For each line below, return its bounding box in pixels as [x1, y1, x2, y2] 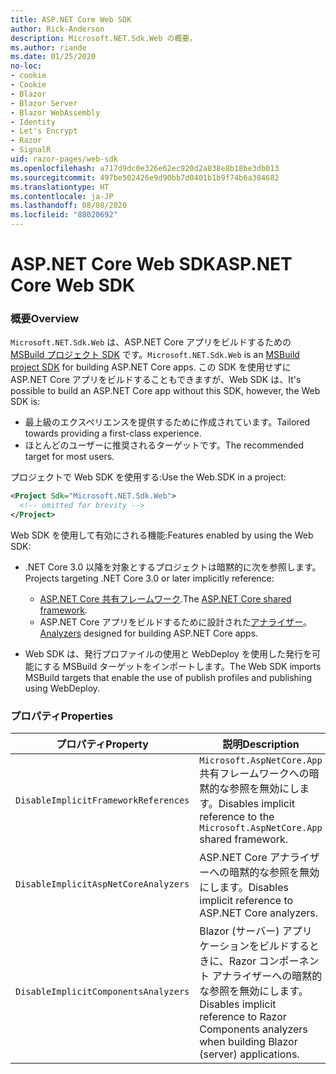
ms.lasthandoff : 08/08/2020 [10, 201, 128, 211]
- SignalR [10, 145, 52, 155]
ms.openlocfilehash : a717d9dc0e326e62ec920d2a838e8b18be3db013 [10, 163, 280, 173]
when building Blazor [199, 1035, 298, 1049]
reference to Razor [199, 1010, 287, 1024]
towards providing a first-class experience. [24, 427, 202, 440]
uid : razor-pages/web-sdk [10, 154, 118, 164]
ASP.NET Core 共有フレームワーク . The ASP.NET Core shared [39, 593, 292, 605]
